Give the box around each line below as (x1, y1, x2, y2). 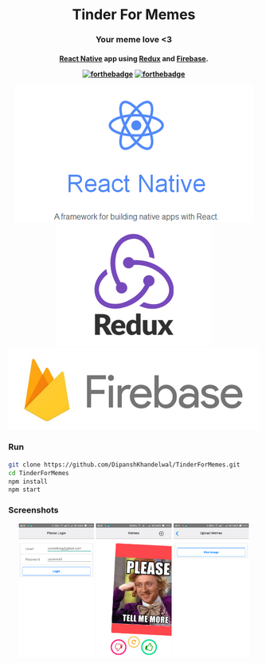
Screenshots (8, 505, 59, 516)
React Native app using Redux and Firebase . (59, 53, 209, 63)
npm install (8, 478, 48, 486)
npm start (8, 486, 41, 494)
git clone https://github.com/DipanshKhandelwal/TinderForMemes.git (8, 460, 241, 469)
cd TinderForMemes (8, 469, 69, 477)
